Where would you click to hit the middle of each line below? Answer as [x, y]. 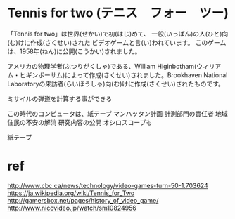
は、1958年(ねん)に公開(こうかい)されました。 [74, 51]
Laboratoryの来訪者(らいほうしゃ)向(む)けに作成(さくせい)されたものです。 [116, 84]
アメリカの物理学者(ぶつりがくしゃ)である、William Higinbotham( [102, 66]
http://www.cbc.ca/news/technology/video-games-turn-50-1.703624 [108, 185]
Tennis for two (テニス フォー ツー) [118, 13]
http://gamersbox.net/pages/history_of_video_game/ [83, 200]
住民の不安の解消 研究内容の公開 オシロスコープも [80, 122]
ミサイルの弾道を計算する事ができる [60, 98]
